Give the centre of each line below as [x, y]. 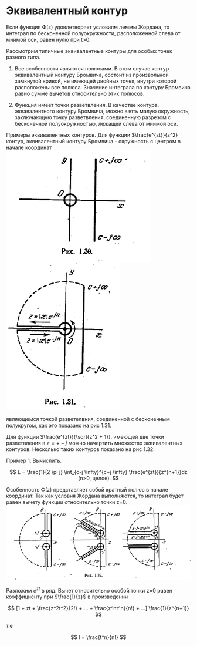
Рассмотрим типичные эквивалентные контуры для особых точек [89, 51]
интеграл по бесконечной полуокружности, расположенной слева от [93, 33]
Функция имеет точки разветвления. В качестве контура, [87, 105]
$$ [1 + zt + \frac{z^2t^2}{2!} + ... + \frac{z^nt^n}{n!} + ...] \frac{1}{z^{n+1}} [98, 608]
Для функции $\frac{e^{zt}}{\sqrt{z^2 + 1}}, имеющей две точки [85, 436]
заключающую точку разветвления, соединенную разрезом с [93, 117]
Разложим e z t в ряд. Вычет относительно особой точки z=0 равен [89, 590]
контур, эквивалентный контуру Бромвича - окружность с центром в [93, 141]
